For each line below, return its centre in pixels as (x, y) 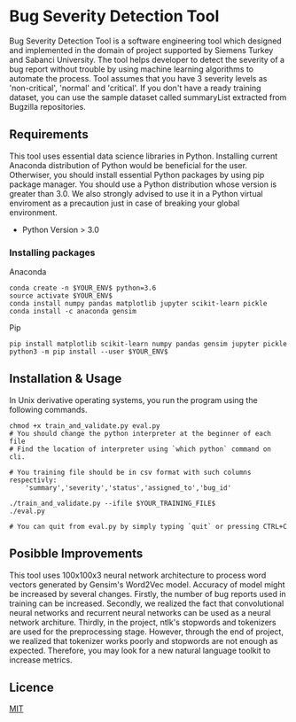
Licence (32, 688)
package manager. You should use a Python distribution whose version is (143, 184)
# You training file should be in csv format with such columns (130, 472)
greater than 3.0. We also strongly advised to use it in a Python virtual (136, 193)
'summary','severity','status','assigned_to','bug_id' (129, 488)
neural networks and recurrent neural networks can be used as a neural (140, 612)
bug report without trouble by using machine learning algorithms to (132, 69)
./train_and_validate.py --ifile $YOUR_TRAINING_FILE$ (113, 503)
